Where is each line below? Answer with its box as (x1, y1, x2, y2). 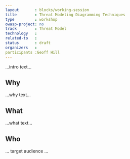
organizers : (5, 45, 37, 50)
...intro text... (5, 64, 32, 70)
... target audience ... (5, 148, 49, 154)
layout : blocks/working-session (5, 7, 90, 13)
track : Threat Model (5, 26, 67, 31)
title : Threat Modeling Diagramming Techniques (5, 12, 125, 17)
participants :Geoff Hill (5, 50, 60, 55)
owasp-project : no (5, 21, 44, 27)
